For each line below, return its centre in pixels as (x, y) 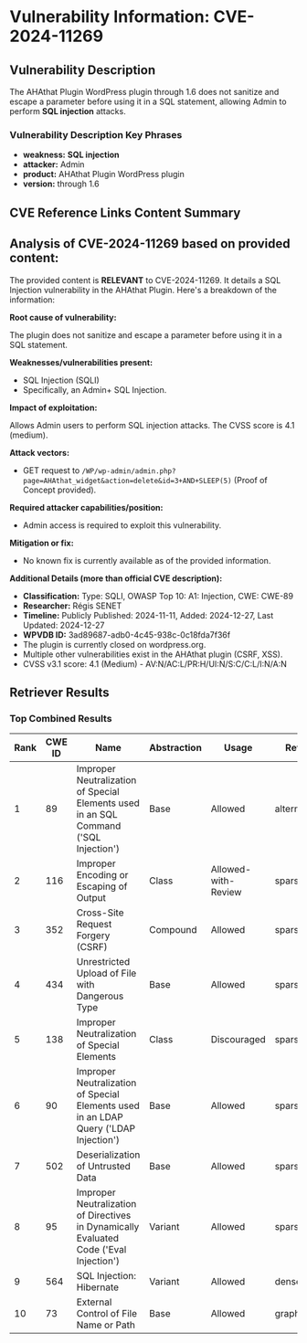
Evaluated (98, 1238)
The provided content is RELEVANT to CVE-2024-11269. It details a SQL (145, 280)
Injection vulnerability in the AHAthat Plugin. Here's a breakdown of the (143, 290)
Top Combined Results (61, 718)
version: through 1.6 (61, 184)
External (94, 1302)
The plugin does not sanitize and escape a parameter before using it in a (146, 334)
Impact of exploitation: (53, 407)
